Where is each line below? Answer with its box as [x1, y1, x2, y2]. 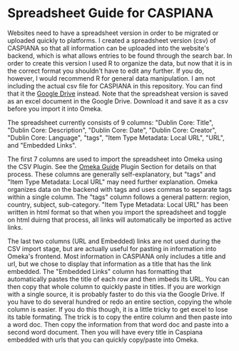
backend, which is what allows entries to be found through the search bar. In [7, 51, 233, 60]
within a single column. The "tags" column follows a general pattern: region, [7, 193, 230, 201]
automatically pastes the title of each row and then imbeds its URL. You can [7, 275, 230, 283]
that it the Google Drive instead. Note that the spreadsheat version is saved [7, 89, 228, 98]
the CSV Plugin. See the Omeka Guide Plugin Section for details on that [7, 162, 217, 171]
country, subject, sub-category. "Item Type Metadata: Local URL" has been [7, 200, 228, 208]
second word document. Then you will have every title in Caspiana [7, 327, 203, 336]
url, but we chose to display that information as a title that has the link [7, 259, 212, 268]
